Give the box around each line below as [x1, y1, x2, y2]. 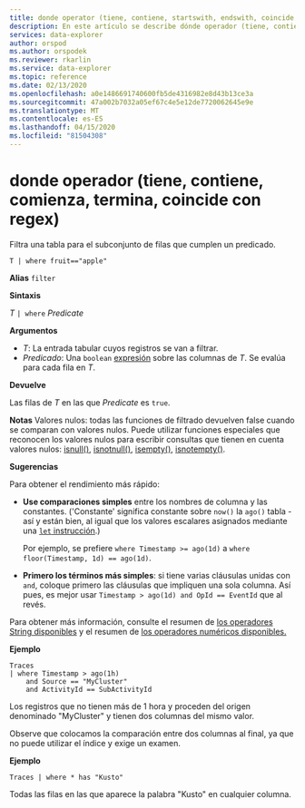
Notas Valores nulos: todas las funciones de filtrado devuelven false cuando [9, 414, 295, 425]
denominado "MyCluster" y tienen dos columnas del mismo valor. [9, 710, 255, 721]
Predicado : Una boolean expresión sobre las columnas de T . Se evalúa [22, 352, 286, 363]
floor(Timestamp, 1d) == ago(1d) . [22, 552, 152, 563]
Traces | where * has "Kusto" [9, 773, 124, 782]
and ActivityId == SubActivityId [25, 685, 152, 694]
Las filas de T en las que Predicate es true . [9, 396, 171, 408]
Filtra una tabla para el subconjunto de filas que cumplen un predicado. [9, 239, 277, 249]
